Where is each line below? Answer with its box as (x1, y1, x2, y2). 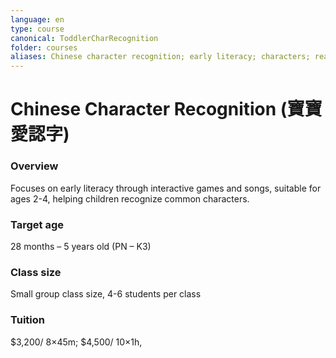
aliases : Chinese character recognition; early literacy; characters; (10, 52, 311, 62)
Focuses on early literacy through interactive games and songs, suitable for (10, 182, 322, 194)
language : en (10, 14, 65, 25)
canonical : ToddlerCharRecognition (10, 33, 159, 43)
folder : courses (10, 42, 78, 53)
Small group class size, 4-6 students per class (10, 288, 202, 300)
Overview (10, 159, 59, 173)
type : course (10, 24, 65, 34)
